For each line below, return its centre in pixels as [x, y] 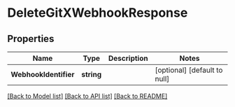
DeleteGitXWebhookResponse [98, 13]
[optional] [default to [189, 70]
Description [128, 58]
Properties [31, 39]
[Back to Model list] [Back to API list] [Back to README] [87, 96]
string [92, 74]
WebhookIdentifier [43, 74]
